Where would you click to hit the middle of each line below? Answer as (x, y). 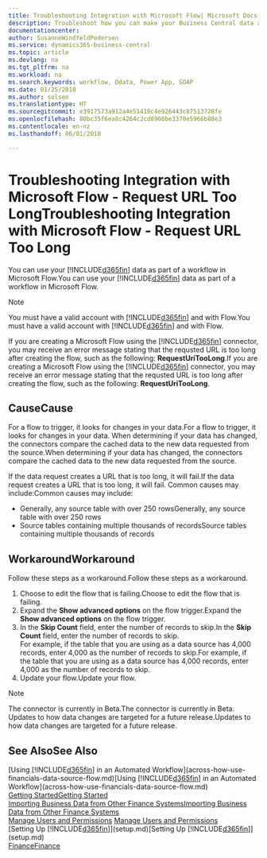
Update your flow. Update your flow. (78, 678)
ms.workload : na (35, 75)
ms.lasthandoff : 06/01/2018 (55, 133)
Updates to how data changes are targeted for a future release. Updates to (130, 717)
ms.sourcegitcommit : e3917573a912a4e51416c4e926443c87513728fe (115, 112)
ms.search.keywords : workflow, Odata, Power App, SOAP (101, 82)
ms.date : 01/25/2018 (43, 89)
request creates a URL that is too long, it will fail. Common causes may (124, 485)
